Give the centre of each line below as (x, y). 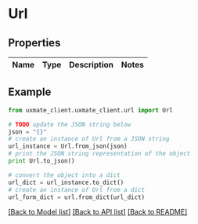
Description (91, 65)
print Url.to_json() (42, 161)
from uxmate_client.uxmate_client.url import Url (91, 110)
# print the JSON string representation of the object (99, 154)
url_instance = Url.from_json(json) (68, 146)
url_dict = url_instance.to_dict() (66, 182)
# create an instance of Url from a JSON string (89, 139)
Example (30, 92)
